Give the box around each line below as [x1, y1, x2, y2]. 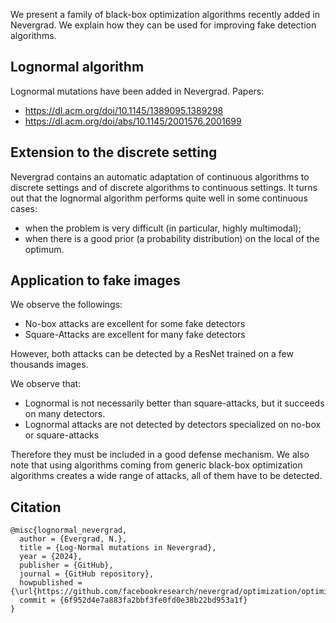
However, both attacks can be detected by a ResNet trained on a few [10, 348, 294, 360]
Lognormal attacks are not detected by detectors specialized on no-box [24, 419, 322, 431]
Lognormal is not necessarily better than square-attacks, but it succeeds [24, 397, 325, 409]
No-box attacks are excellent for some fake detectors [24, 318, 246, 330]
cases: [10, 202, 38, 214]
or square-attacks [24, 429, 100, 441]
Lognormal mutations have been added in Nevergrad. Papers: [10, 85, 265, 97]
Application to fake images [10, 272, 181, 289]
